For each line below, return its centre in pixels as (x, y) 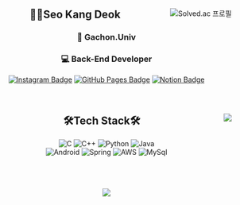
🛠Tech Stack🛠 (102, 121)
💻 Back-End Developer (106, 59)
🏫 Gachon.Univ (106, 37)
